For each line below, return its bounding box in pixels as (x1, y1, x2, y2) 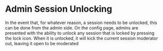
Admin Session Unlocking (5, 3, 112, 15)
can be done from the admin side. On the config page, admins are (5, 25, 138, 30)
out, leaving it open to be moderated (5, 40, 79, 46)
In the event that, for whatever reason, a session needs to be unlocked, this (5, 20, 158, 25)
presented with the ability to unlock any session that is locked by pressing (5, 30, 155, 36)
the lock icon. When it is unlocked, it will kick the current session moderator (5, 35, 158, 41)
